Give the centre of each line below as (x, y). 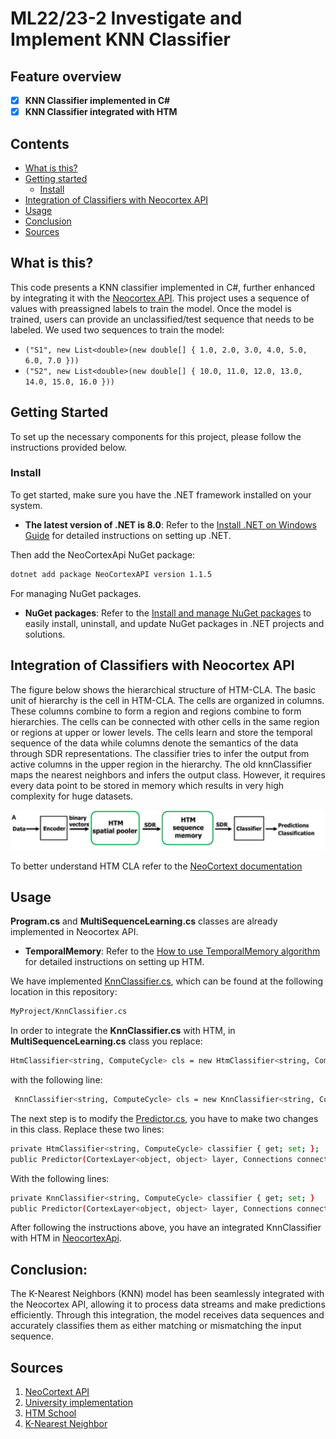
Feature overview (66, 76)
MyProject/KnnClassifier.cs (69, 1012)
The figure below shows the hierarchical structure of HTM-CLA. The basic (163, 689)
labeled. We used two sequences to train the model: (117, 329)
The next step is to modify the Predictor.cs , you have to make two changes (164, 1118)
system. (26, 505)
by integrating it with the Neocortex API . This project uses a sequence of (160, 298)
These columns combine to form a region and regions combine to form (156, 711)
